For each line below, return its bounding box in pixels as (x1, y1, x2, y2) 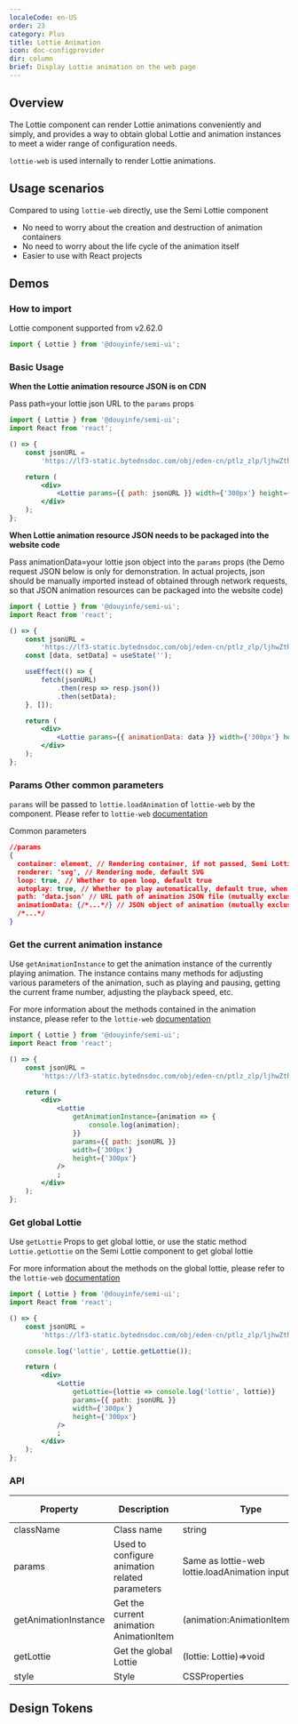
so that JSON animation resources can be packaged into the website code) (9, 584, 284, 596)
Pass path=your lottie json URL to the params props (9, 398, 194, 409)
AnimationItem (114, 1631, 175, 1643)
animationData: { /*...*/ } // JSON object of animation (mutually (17, 901, 264, 910)
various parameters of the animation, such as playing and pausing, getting (9, 977, 281, 988)
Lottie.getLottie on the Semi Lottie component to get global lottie (9, 1246, 254, 1256)
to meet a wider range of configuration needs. (9, 138, 177, 148)
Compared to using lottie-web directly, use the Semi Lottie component (9, 204, 269, 215)
